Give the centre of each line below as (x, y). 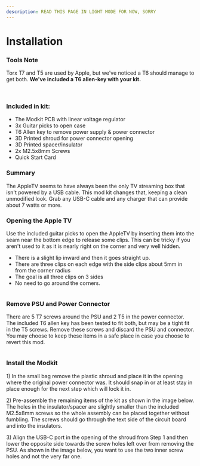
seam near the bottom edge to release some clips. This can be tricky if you (98, 240)
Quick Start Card (35, 157)
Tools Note (22, 60)
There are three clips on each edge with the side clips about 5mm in (99, 264)
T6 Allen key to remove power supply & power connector (85, 132)
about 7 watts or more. (34, 205)
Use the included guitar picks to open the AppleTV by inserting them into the (100, 233)
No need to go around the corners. (57, 283)
